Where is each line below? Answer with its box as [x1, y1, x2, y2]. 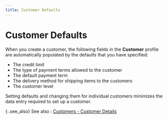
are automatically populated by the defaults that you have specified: [5, 51, 149, 57]
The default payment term [12, 72, 68, 78]
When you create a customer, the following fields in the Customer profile [5, 46, 159, 52]
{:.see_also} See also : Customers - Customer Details [5, 108, 117, 114]
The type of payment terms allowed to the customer [12, 67, 123, 73]
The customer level [12, 83, 54, 89]
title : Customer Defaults [5, 7, 60, 13]
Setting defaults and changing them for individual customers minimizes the [5, 93, 163, 99]
